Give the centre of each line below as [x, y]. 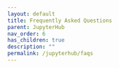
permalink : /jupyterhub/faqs [50, 54]
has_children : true [36, 40]
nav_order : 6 [27, 34]
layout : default [31, 14]
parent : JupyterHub [36, 27]
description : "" [31, 47]
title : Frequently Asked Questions [60, 21]
